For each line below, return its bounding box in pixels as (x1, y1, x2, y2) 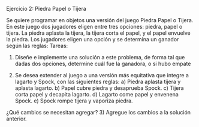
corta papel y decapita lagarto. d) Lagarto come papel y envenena (14, 91, 179, 98)
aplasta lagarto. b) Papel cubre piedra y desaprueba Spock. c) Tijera (14, 84, 184, 92)
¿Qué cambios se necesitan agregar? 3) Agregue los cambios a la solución (6, 109, 191, 116)
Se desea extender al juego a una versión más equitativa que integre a (14, 72, 189, 78)
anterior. (6, 115, 27, 122)
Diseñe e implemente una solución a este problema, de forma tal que (14, 54, 185, 61)
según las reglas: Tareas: (6, 42, 68, 49)
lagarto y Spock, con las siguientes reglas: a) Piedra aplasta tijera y (14, 78, 181, 85)
